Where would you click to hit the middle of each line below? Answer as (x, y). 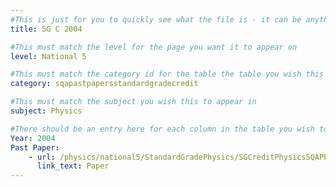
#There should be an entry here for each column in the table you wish (162, 129)
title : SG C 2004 (46, 29)
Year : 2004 (33, 138)
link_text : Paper (73, 166)
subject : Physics (46, 111)
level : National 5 (48, 56)
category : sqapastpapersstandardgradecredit (104, 84)
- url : (42, 157)
